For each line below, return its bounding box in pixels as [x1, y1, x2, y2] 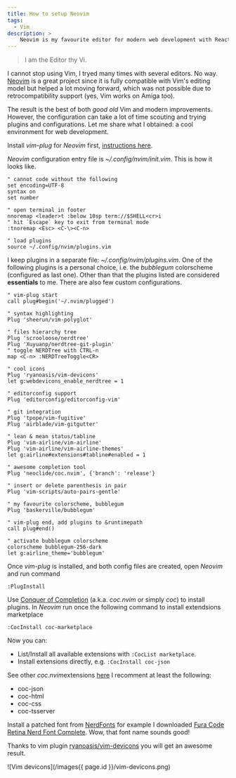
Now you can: [7, 636, 48, 645]
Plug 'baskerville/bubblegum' [7, 507, 96, 514]
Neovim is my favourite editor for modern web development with [20, 37, 212, 44]
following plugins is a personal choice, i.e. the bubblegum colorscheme [7, 263, 214, 272]
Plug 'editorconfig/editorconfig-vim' [7, 396, 121, 404]
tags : [7, 17, 23, 24]
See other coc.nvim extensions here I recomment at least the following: [7, 671, 212, 680]
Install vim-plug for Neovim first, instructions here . [7, 141, 153, 150]
